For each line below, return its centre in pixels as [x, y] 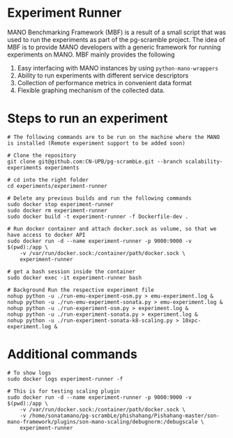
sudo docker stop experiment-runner [60, 204]
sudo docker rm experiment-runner [58, 210]
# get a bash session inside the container [72, 271]
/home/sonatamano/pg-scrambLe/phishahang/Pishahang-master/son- [124, 416]
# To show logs [29, 373]
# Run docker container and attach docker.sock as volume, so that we [112, 228]
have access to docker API [46, 235]
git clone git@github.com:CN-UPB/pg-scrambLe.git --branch [95, 161]
